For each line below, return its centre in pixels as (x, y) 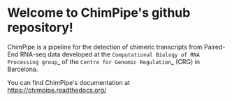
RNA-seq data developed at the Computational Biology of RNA (110, 54)
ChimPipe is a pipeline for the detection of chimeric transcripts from (105, 47)
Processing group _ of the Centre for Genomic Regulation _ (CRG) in (104, 61)
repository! (40, 28)
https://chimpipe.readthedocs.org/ (57, 90)
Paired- (215, 47)
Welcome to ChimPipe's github (99, 13)
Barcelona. (23, 69)
